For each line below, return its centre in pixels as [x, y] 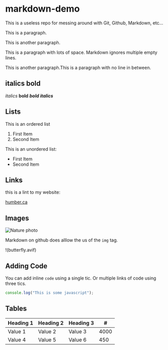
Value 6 [78, 339]
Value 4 [17, 339]
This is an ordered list [28, 124]
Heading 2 [51, 323]
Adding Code [26, 266]
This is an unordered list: [31, 149]
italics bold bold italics [29, 96]
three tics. [16, 284]
